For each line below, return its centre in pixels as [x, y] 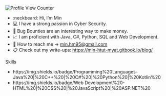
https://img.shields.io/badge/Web [48, 83]
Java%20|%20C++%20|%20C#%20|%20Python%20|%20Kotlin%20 [87, 77]
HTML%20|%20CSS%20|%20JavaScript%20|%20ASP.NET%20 [82, 88]
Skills [11, 62]
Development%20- [105, 83]
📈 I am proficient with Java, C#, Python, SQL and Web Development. [86, 37]
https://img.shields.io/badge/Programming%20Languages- [75, 72]
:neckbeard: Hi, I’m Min [37, 18]
